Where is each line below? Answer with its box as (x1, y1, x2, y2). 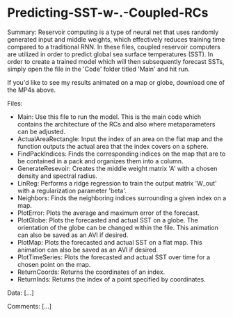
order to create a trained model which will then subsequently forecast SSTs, (7, 57, 225, 65)
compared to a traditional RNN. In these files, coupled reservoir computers (7, 42, 220, 51)
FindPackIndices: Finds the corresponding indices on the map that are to (17, 149, 226, 158)
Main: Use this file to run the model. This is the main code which (17, 113, 202, 121)
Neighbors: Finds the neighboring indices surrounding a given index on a (17, 193, 227, 202)
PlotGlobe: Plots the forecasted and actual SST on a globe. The (17, 216, 198, 224)
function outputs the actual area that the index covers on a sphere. (17, 142, 209, 150)
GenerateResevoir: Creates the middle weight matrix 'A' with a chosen (17, 164, 218, 172)
